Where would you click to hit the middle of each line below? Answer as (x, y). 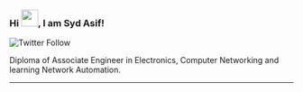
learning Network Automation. (65, 70)
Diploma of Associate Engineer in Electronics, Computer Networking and (144, 60)
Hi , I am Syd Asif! (57, 23)
